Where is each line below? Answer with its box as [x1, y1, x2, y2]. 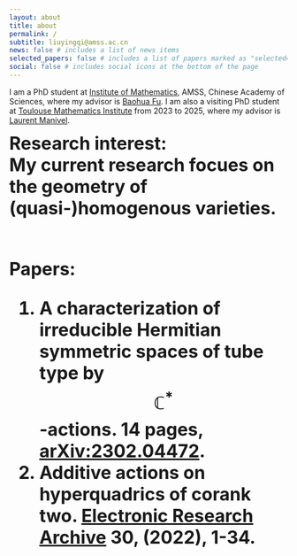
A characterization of [39, 297, 221, 320]
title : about [9, 21, 57, 30]
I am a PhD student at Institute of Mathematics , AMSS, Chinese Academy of [9, 86, 286, 97]
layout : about [9, 12, 62, 22]
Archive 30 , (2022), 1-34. [39, 526, 256, 549]
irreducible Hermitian [39, 318, 222, 341]
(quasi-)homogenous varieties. [9, 197, 277, 220]
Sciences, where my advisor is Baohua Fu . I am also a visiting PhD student [9, 96, 280, 106]
